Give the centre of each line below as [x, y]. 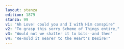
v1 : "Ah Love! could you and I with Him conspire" [60, 24]
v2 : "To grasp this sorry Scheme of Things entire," [63, 29]
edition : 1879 [20, 15]
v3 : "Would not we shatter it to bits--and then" [59, 34]
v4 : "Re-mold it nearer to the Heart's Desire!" [58, 39]
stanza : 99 [17, 19]
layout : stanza [21, 10]
